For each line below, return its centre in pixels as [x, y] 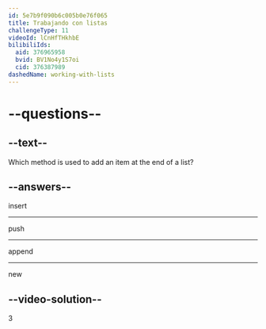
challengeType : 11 [38, 30]
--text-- [28, 143]
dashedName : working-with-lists [61, 75]
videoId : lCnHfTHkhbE [44, 38]
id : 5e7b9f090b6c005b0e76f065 [58, 15]
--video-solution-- [55, 299]
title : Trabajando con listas [58, 23]
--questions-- [55, 114]
